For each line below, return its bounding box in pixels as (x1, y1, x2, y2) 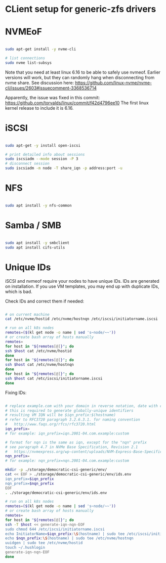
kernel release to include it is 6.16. (5, 105, 74, 111)
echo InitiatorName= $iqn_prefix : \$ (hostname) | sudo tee (5, 531, 125, 536)
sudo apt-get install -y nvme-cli (5, 47, 77, 52)
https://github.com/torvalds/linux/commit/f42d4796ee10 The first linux (5, 100, 149, 106)
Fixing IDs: (5, 390, 27, 395)
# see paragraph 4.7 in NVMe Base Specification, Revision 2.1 (5, 444, 138, 449)
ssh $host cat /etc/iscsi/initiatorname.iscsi (5, 376, 103, 381)
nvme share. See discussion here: (5, 80, 74, 86)
